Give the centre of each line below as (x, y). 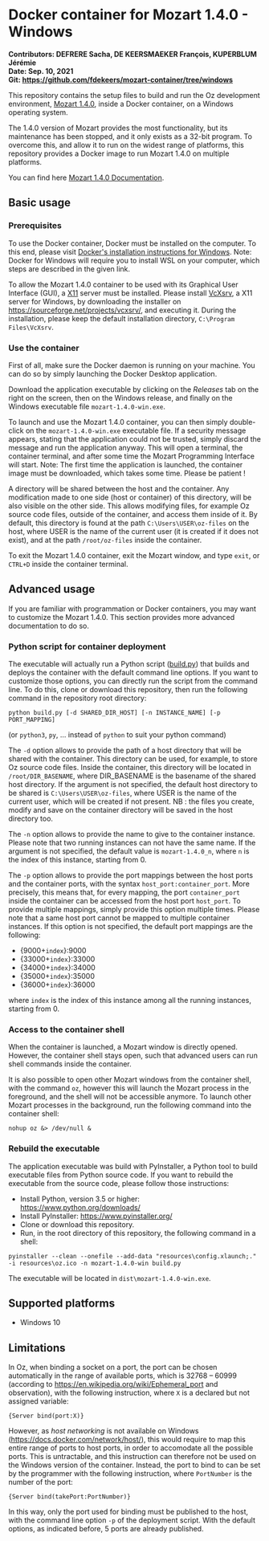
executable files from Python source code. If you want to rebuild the (121, 1175)
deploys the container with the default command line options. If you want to (133, 673)
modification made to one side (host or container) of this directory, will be (130, 497)
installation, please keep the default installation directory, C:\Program (122, 318)
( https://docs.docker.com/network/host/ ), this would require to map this (127, 1440)
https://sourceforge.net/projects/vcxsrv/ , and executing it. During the (122, 310)
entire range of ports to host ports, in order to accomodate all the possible (131, 1448)
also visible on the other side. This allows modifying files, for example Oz (129, 506)
